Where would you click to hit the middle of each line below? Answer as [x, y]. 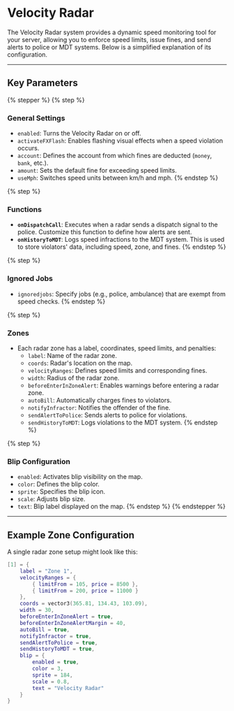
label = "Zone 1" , [46, 571]
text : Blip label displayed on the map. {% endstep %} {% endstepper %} [122, 507]
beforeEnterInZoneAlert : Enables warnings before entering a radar [123, 385]
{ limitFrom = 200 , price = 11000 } [85, 591]
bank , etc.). [33, 163]
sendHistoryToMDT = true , [57, 649]
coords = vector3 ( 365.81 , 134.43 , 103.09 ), [84, 604]
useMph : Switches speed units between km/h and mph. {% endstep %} [118, 178]
